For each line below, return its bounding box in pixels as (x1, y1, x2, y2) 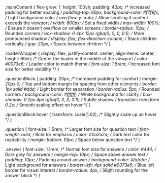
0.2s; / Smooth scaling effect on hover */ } (5, 102, 91, 108)
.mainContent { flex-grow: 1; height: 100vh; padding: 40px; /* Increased (5, 4, 150, 10)
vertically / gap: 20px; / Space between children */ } (5, 41, 111, 46)
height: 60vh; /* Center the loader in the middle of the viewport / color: (5, 56, 149, 61)
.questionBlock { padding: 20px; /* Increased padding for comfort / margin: (5, 76, 158, 81)
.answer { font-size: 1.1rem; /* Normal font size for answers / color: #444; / (5, 146, 157, 152)
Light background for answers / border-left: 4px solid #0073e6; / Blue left (5, 162, 154, 168)
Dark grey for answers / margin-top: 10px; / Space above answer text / (5, 151, 149, 157)
